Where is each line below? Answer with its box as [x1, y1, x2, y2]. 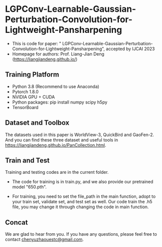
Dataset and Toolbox [5, 119, 69, 127]
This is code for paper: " [12, 40, 62, 46]
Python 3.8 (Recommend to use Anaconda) [12, 83, 99, 89]
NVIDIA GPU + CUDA [12, 94, 55, 100]
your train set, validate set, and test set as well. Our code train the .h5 [12, 199, 153, 205]
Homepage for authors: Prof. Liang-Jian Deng [12, 51, 104, 57]
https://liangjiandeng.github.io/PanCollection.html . [5, 142, 106, 148]
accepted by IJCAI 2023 [106, 46, 155, 52]
